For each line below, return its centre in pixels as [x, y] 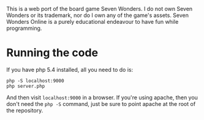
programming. [24, 28]
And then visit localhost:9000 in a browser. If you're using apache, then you [102, 97]
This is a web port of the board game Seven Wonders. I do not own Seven [100, 9]
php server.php [26, 86]
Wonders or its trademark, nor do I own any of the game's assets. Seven [97, 15]
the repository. [25, 110]
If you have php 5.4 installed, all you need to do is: [70, 69]
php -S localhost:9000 [35, 81]
